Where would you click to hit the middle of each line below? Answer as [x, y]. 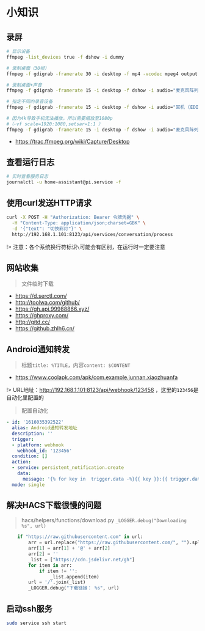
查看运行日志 [31, 162]
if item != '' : [58, 571]
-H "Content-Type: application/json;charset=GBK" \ [79, 223]
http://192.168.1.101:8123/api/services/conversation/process [92, 234]
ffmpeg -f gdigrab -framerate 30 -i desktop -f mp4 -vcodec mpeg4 [92, 74]
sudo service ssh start [37, 623]
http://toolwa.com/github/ [48, 303]
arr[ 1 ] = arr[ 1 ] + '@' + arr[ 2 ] [70, 548]
